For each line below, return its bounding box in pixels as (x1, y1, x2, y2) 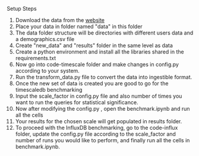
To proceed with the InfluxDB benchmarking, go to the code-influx (15, 124, 178, 131)
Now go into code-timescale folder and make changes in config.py (15, 61, 179, 68)
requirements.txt (15, 55, 56, 61)
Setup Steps (7, 5, 37, 12)
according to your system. (15, 67, 80, 74)
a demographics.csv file (15, 36, 75, 42)
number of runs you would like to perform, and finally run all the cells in (15, 137, 190, 143)
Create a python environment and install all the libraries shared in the (15, 48, 184, 55)
